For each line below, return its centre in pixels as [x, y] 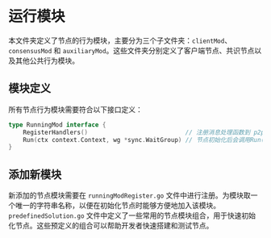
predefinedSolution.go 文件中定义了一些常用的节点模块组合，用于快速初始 [132, 215]
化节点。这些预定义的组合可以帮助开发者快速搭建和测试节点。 [111, 226]
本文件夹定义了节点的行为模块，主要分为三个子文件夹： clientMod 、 [120, 40]
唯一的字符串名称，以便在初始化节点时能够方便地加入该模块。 [117, 206]
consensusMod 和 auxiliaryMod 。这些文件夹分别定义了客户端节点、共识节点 [131, 50]
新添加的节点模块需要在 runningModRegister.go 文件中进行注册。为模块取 [130, 195]
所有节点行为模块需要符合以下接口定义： [75, 109]
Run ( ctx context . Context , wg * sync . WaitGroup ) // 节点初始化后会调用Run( [144, 140]
